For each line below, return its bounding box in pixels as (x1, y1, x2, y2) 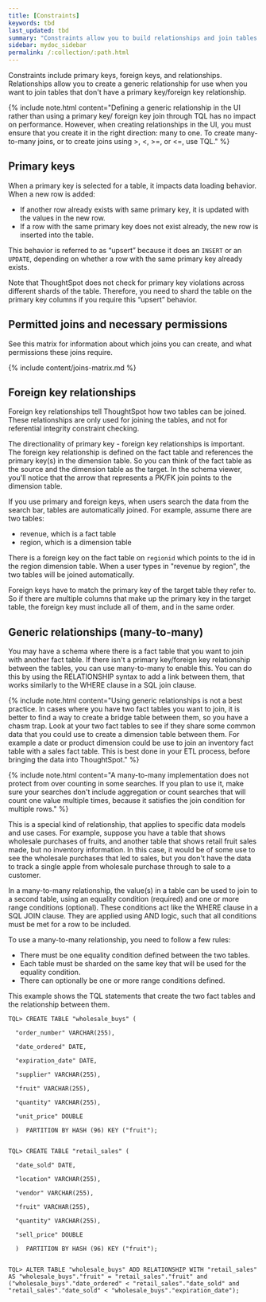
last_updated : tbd (8, 26, 69, 34)
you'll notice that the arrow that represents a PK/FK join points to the (8, 473, 233, 482)
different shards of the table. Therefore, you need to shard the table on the (8, 286, 253, 295)
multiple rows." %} (8, 805, 69, 814)
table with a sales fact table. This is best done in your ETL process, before (8, 747, 251, 756)
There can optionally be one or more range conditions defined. (19, 976, 226, 985)
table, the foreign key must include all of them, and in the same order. (8, 602, 236, 612)
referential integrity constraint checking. (8, 423, 140, 434)
